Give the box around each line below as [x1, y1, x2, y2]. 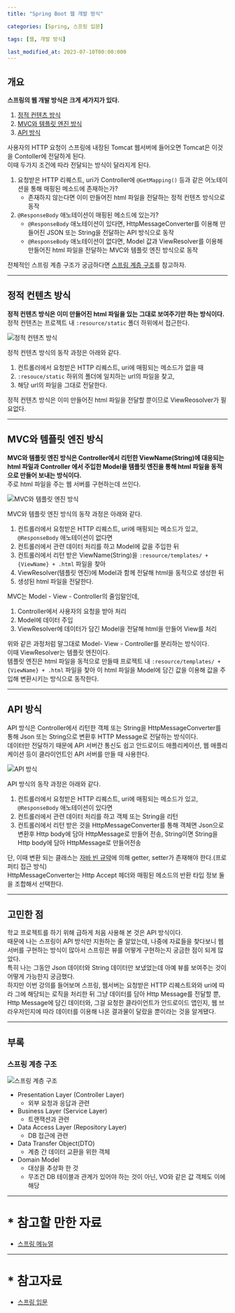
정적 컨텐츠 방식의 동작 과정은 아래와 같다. [7, 348, 121, 356]
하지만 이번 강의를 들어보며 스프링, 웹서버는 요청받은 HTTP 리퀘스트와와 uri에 [7, 981, 218, 990]
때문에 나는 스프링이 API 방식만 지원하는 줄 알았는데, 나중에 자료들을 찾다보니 [7, 937, 217, 945]
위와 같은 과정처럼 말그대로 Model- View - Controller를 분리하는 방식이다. [7, 639, 210, 647]
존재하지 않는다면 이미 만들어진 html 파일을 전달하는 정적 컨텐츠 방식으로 [27, 194, 225, 202]
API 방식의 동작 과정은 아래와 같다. [7, 779, 101, 788]
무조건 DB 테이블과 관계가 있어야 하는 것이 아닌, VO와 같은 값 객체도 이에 [27, 1173, 226, 1180]
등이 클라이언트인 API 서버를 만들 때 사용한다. [25, 750, 150, 758]
